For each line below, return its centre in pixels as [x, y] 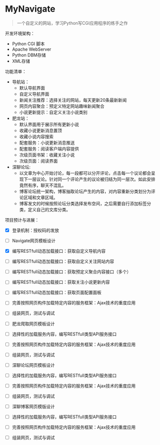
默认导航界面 [32, 88]
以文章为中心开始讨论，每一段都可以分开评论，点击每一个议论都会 [85, 173]
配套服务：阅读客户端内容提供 [49, 148]
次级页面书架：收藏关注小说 [47, 155]
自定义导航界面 [34, 94]
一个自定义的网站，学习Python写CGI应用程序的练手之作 [72, 23]
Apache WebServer [32, 49]
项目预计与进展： [22, 220]
